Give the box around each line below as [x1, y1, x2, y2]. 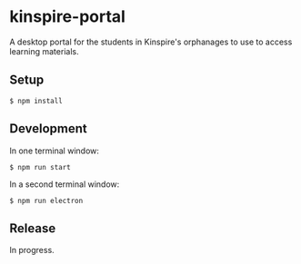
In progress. [9, 245, 55, 256]
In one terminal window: [9, 145, 100, 156]
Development [9, 121, 88, 137]
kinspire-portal [9, 6, 125, 27]
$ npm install [9, 96, 64, 105]
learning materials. [9, 45, 79, 56]
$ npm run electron [9, 196, 84, 205]
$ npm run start [9, 162, 71, 171]
